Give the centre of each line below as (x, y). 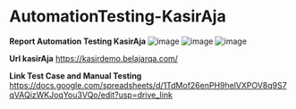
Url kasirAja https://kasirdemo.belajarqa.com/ (94, 58)
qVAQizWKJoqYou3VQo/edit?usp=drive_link (91, 95)
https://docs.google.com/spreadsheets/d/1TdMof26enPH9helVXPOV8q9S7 (148, 85)
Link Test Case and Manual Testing (76, 75)
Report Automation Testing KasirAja (77, 41)
